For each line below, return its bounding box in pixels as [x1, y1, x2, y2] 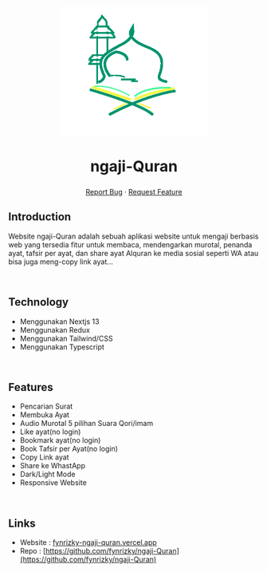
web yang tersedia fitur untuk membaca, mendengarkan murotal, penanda [8, 239, 253, 249]
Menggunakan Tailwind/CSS [19, 333, 113, 343]
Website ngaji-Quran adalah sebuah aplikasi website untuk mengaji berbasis [8, 231, 259, 241]
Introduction [8, 210, 72, 224]
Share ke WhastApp [19, 461, 86, 471]
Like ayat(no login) [19, 427, 81, 436]
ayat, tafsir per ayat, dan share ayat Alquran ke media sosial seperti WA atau [8, 248, 259, 258]
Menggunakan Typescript [19, 341, 105, 352]
